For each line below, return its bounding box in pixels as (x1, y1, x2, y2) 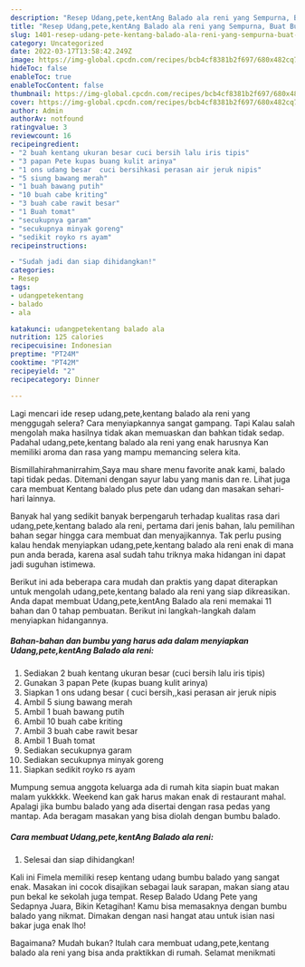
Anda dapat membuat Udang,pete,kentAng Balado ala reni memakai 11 (10, 595, 272, 606)
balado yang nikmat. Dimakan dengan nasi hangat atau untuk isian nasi (10, 911, 275, 922)
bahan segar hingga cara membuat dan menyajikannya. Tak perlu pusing (10, 530, 281, 541)
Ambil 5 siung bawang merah (23, 697, 133, 708)
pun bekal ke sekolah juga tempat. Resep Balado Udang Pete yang (10, 891, 258, 903)
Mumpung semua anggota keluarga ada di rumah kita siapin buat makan (10, 782, 280, 793)
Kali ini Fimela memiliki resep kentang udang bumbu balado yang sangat (10, 872, 280, 883)
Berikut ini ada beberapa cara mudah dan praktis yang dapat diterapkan (10, 576, 279, 587)
